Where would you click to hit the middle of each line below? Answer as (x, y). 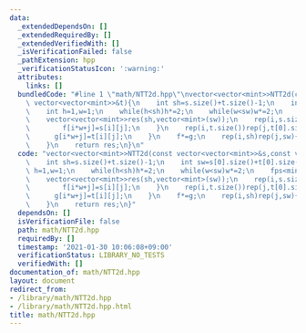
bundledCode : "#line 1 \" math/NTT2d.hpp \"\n (103, 94)
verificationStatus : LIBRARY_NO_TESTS (92, 255)
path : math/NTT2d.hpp (59, 230)
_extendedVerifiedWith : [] (69, 43)
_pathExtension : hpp (56, 60)
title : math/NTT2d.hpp (52, 315)
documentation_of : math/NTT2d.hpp (75, 273)
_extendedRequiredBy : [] (65, 35)
